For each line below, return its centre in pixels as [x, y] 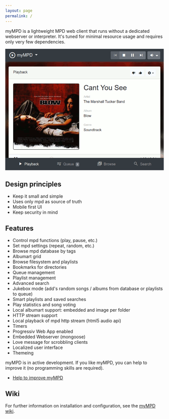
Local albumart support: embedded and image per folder [71, 310]
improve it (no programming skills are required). [55, 368]
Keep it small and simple [38, 196]
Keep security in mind [35, 212]
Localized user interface [37, 347]
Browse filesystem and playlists [45, 262]
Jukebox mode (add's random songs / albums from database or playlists [88, 289]
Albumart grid [27, 257]
